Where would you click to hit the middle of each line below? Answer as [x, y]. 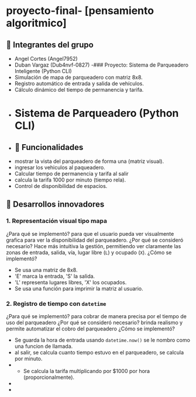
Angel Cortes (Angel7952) [46, 59]
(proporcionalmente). [49, 377]
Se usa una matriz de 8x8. [46, 270]
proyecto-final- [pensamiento [80, 11]
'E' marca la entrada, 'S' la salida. [55, 276]
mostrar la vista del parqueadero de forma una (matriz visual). [89, 161]
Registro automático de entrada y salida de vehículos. [79, 83]
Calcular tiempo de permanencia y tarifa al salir [71, 174]
